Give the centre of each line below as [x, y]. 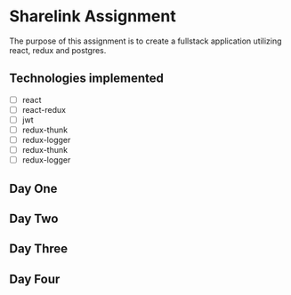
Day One [33, 188]
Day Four [35, 279]
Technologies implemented [87, 79]
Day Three [39, 249]
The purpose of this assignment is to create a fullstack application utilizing [145, 41]
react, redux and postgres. [58, 50]
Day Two [34, 218]
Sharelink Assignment [93, 16]
